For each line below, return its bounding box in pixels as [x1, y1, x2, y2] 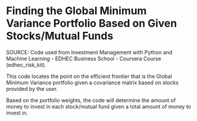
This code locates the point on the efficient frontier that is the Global [6, 73, 172, 80]
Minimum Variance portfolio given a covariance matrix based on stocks [6, 79, 179, 86]
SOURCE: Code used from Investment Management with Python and [6, 48, 173, 55]
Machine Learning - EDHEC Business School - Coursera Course [6, 55, 162, 62]
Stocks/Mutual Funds [6, 30, 114, 42]
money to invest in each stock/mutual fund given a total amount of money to [6, 103, 192, 110]
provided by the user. [6, 85, 58, 92]
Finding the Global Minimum [6, 4, 147, 18]
